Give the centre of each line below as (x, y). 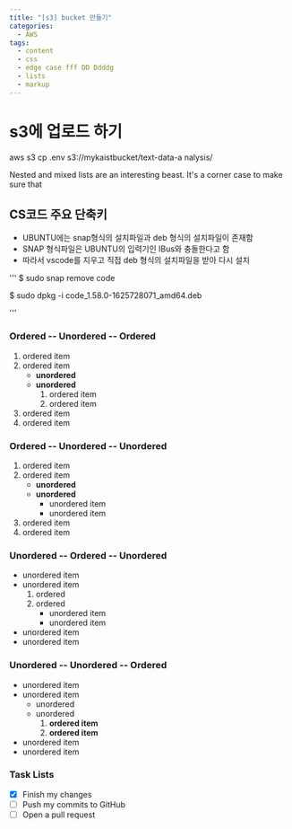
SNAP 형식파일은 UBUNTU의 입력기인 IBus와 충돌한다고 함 (126, 249)
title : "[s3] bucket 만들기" (61, 18)
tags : (19, 43)
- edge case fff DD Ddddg (66, 68)
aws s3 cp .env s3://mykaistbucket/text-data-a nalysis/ (111, 157)
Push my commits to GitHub (73, 804)
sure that (26, 184)
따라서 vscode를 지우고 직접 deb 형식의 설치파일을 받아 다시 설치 (136, 260)
